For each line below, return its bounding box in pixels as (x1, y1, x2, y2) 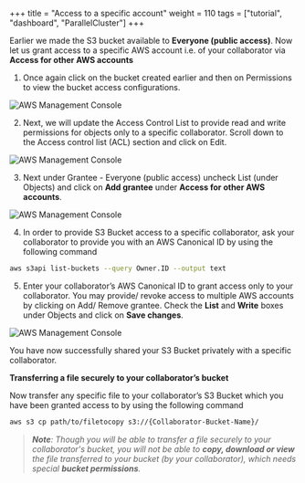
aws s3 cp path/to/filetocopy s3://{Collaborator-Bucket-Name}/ (9, 417, 259, 426)
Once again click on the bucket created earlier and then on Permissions (22, 72, 292, 83)
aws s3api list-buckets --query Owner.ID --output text (9, 264, 226, 273)
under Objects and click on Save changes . (22, 310, 184, 320)
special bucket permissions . (31, 463, 142, 474)
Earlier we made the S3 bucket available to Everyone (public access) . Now (9, 36, 293, 46)
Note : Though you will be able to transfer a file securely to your (31, 434, 271, 445)
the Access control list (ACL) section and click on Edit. (22, 137, 227, 147)
